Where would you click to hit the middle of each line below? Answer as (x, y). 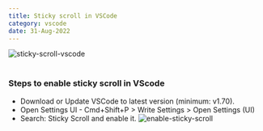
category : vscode (38, 23)
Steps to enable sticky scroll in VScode (87, 83)
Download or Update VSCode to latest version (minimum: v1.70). (127, 101)
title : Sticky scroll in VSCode (63, 16)
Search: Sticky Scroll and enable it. (78, 118)
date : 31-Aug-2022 (39, 31)
